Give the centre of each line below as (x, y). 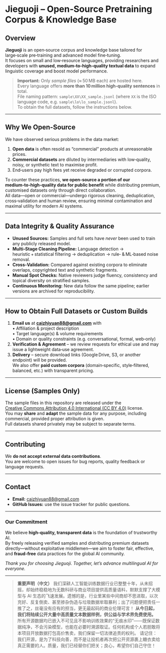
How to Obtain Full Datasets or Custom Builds (77, 311)
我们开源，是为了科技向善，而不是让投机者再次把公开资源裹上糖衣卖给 (89, 640)
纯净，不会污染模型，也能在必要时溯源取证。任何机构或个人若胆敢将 (91, 627)
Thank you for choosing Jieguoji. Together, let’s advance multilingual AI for (82, 563)
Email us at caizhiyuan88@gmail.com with (57, 323)
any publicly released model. (41, 243)
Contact (18, 487)
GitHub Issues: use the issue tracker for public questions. (71, 504)
